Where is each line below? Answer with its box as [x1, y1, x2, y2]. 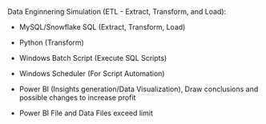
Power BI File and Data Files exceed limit [18, 108, 153, 118]
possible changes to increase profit [18, 93, 136, 102]
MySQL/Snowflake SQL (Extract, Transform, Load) [18, 22, 186, 31]
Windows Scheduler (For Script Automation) [18, 69, 165, 78]
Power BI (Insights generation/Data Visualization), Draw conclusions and [18, 84, 259, 94]
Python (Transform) [18, 38, 85, 47]
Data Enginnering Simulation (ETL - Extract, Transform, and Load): [7, 7, 227, 16]
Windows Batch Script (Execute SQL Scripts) [18, 54, 167, 62]
